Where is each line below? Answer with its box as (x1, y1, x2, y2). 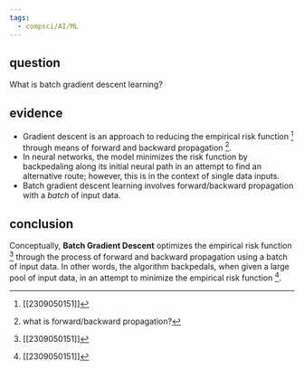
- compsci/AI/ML (17, 22, 79, 31)
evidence (9, 105, 63, 120)
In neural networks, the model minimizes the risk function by (22, 151, 249, 163)
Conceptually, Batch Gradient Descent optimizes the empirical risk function (9, 241, 292, 251)
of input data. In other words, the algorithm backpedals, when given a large (9, 261, 290, 271)
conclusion (9, 216, 74, 232)
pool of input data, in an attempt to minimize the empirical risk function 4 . (9, 270, 282, 283)
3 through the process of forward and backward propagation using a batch (9, 250, 288, 262)
